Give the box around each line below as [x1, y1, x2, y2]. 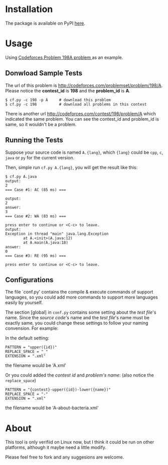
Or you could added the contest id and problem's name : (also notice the [5, 372, 154, 378]
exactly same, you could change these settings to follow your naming [5, 320, 148, 326]
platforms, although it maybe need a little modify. [5, 444, 106, 450]
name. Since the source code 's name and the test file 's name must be [5, 315, 149, 321]
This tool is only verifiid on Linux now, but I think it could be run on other [5, 439, 154, 445]
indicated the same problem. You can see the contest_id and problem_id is [5, 116, 159, 122]
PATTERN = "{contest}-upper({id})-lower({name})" [5, 387, 111, 393]
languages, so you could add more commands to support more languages [5, 294, 158, 300]
